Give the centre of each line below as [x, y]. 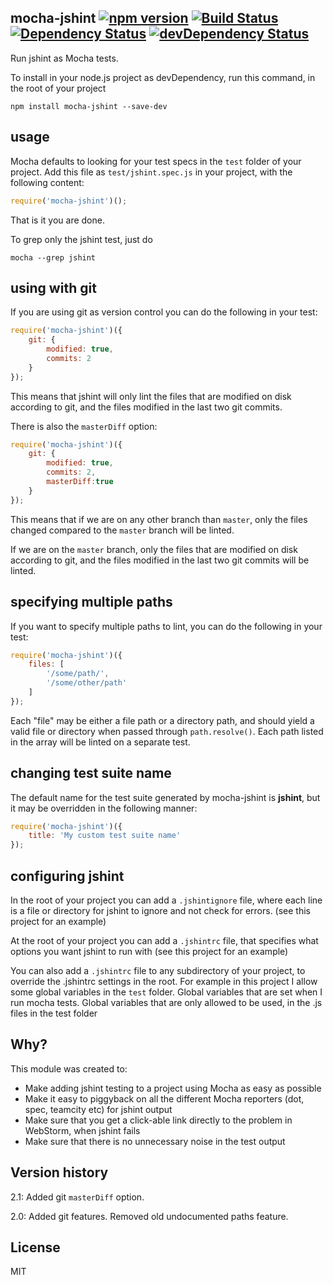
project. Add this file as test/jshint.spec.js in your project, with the [151, 172]
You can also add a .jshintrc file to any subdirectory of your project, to [158, 970]
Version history [59, 1172]
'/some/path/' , [78, 674]
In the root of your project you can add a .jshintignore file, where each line [166, 900]
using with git [53, 287]
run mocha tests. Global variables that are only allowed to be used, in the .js [166, 1002]
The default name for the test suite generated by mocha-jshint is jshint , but [165, 797]
